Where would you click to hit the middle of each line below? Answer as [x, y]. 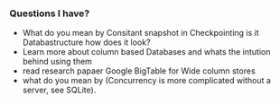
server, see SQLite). [59, 90]
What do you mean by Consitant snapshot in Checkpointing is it [140, 33]
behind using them [57, 62]
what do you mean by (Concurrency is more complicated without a [146, 81]
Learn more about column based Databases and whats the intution [146, 52]
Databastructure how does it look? [86, 42]
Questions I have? [50, 13]
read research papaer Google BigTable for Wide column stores [139, 71]
